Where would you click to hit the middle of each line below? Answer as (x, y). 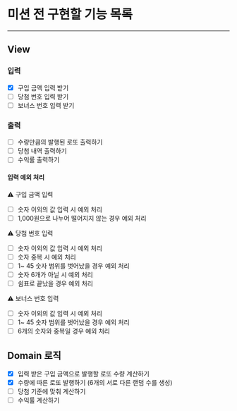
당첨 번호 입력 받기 (43, 97)
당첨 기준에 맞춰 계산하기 (51, 391)
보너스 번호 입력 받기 (46, 105)
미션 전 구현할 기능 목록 (70, 14)
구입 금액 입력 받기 (43, 87)
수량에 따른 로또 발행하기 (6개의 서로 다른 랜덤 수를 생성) (95, 382)
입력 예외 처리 (26, 177)
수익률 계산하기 (38, 400)
